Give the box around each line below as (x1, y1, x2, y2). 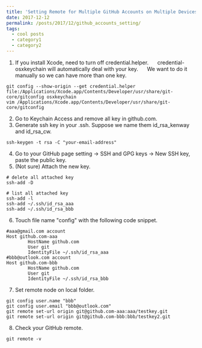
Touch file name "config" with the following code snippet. (14, 216, 158, 223)
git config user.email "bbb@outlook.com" (6, 303, 112, 309)
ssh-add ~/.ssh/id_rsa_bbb (6, 206, 74, 212)
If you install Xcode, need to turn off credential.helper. (14, 58, 149, 66)
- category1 (11, 37, 42, 43)
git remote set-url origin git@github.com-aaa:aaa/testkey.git (6, 308, 168, 314)
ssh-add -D (6, 179, 34, 185)
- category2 (11, 43, 42, 49)
